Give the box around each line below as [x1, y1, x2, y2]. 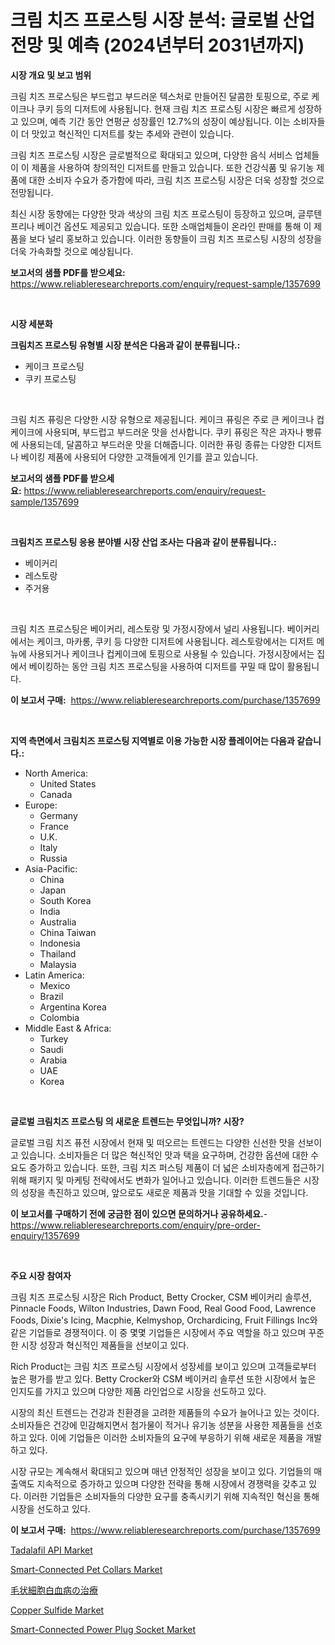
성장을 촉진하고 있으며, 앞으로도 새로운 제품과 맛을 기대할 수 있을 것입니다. [20, 1186, 309, 1198]
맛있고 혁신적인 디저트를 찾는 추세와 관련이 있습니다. [31, 127, 235, 140]
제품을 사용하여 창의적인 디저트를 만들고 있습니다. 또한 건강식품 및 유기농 [31, 161, 315, 173]
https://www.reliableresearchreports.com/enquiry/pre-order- [10, 1219, 261, 1231]
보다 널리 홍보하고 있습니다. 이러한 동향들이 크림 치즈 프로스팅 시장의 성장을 [28, 232, 323, 245]
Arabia [39, 1054, 68, 1066]
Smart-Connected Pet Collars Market [10, 1563, 163, 1575]
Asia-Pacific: [24, 862, 78, 875]
